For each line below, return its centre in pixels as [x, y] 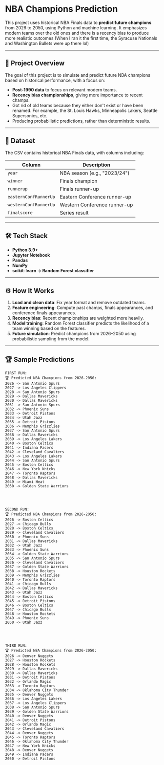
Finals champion [79, 181]
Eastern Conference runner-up [96, 197]
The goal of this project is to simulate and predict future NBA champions [78, 75]
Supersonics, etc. [30, 115]
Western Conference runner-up [96, 205]
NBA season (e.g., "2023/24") [95, 173]
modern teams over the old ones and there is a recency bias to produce [77, 33]
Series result [74, 213]
